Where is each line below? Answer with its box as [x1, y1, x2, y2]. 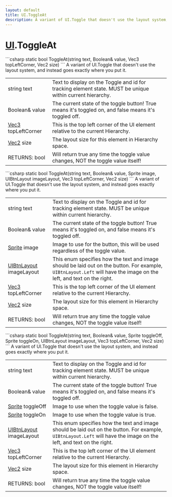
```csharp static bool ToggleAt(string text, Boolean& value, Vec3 [5, 56, 139, 62]
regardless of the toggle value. [52, 247, 126, 255]
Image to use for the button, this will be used [52, 241, 160, 248]
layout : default [5, 7, 40, 13]
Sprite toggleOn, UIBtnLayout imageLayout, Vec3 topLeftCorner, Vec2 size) [5, 338, 164, 344]
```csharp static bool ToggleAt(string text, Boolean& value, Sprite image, [5, 170, 156, 176]
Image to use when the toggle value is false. [52, 403, 158, 410]
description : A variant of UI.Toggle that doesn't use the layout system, [5, 17, 168, 22]
